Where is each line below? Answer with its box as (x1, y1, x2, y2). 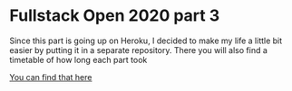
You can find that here (9, 71, 92, 82)
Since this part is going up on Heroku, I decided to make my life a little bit (9, 35, 283, 46)
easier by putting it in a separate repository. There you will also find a (9, 44, 268, 55)
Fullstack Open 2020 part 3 (9, 5, 220, 26)
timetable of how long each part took (9, 54, 148, 65)
